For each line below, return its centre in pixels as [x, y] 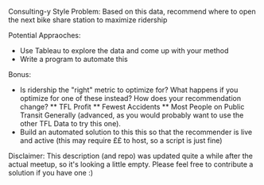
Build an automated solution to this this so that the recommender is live [136, 132]
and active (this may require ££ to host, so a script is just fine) [121, 141]
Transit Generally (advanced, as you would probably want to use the [132, 115]
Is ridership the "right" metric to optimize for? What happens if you [129, 90]
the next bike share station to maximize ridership [88, 20]
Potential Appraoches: [45, 35]
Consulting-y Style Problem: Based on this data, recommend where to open [132, 12]
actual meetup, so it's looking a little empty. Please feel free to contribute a [131, 164]
